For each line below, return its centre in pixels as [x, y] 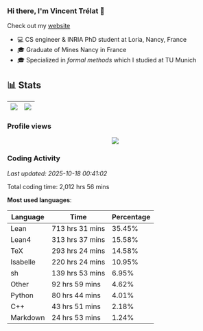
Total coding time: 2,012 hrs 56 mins [58, 186]
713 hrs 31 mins [78, 228]
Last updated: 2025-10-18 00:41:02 [57, 173]
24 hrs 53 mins [76, 317]
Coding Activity [34, 158]
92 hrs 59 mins [76, 284]
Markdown [28, 317]
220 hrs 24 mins [78, 262]
